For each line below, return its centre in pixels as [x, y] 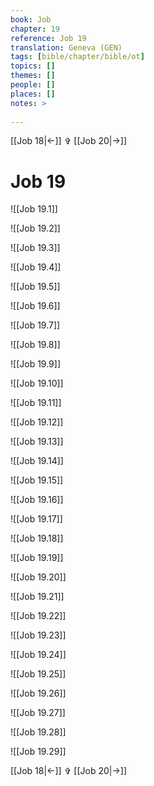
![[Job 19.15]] [37, 480]
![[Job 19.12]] [37, 422]
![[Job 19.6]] [35, 306]
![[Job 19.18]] [37, 538]
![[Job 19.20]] [38, 577]
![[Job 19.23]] [38, 635]
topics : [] [33, 66]
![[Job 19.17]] [36, 519]
